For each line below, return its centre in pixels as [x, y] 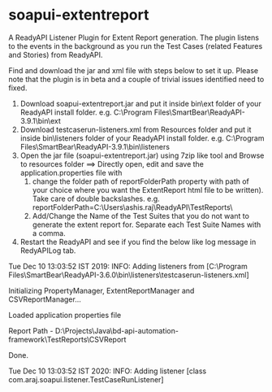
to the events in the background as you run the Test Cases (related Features [136, 46]
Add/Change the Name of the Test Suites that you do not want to [141, 216]
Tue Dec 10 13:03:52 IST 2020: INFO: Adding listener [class [108, 371]
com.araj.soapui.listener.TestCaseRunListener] [86, 379]
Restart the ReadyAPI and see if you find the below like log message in [138, 242]
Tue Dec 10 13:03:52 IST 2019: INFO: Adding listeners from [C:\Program [128, 266]
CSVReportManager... [45, 299]
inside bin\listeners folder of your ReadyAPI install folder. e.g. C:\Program [142, 138]
